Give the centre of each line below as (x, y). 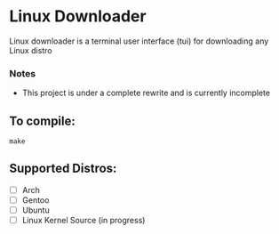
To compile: (42, 121)
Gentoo (36, 200)
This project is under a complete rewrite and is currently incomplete (146, 93)
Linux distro (31, 50)
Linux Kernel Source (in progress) (84, 221)
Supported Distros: (63, 169)
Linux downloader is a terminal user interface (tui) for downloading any (139, 41)
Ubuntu (36, 210)
